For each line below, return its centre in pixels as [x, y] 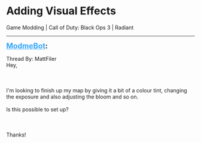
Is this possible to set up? [37, 109]
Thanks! [16, 135]
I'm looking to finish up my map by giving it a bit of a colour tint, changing [97, 90]
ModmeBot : [27, 46]
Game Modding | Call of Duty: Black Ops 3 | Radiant [70, 27]
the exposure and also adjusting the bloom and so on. [72, 97]
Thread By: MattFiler [31, 58]
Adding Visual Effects [61, 11]
